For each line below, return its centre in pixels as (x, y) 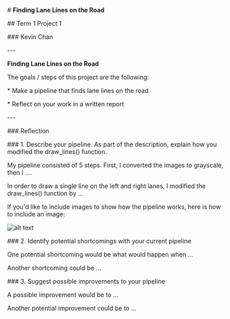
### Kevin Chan (30, 37)
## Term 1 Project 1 (35, 23)
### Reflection (28, 131)
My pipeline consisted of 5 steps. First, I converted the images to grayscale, (115, 165)
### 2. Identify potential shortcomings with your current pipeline (99, 241)
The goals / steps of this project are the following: (78, 77)
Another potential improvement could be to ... (72, 308)
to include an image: (36, 214)
